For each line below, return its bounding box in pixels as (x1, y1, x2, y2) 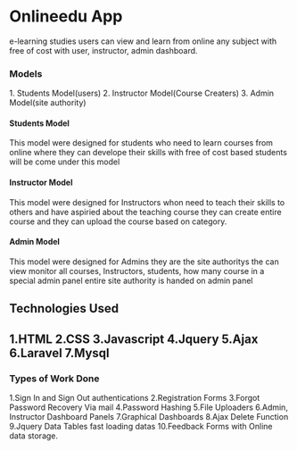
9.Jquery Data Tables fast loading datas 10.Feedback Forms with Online (9, 421, 273, 431)
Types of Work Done (9, 372, 100, 385)
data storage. (9, 430, 59, 441)
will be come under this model (9, 156, 120, 167)
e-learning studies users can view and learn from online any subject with (9, 36, 277, 46)
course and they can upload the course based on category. (9, 216, 227, 227)
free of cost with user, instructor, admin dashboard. (9, 45, 198, 55)
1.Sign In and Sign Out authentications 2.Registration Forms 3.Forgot (9, 392, 260, 403)
